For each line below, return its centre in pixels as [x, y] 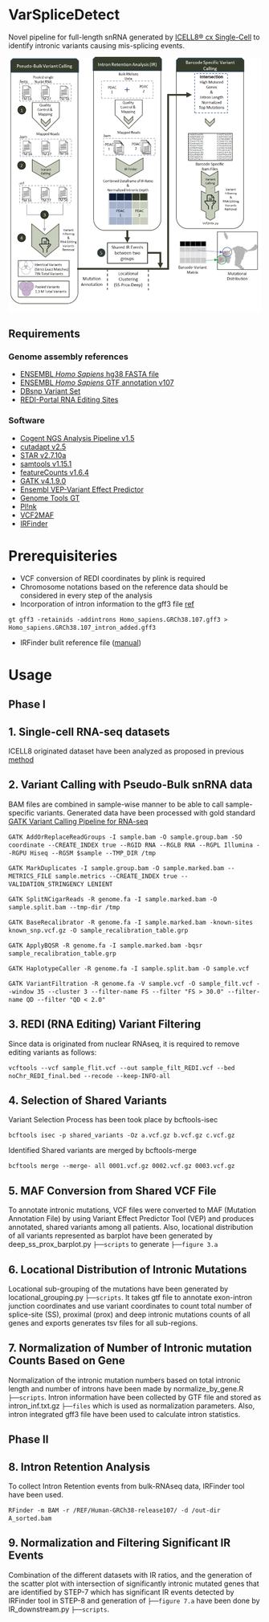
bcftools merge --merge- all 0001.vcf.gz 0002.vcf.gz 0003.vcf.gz [122, 1166]
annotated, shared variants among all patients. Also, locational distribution [131, 1228]
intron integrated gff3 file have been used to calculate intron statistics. [124, 1414]
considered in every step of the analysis [86, 595]
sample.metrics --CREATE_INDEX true [116, 876]
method [21, 759]
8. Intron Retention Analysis [79, 1467]
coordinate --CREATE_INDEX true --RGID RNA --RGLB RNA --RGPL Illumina [130, 845]
